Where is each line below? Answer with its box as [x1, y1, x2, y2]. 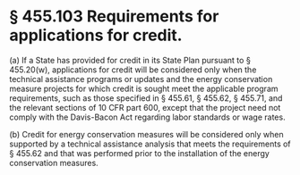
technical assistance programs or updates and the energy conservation [9, 73, 273, 84]
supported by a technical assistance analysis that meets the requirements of [9, 138, 291, 149]
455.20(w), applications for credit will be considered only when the [9, 64, 257, 75]
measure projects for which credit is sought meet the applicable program [9, 83, 279, 94]
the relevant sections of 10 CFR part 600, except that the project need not [9, 102, 281, 112]
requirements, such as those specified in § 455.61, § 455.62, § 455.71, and [9, 92, 283, 104]
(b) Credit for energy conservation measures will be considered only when [9, 129, 284, 139]
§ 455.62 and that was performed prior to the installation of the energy [9, 147, 270, 158]
